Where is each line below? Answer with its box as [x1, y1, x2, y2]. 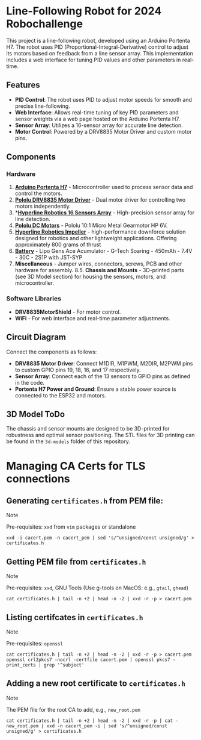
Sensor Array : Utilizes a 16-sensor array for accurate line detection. [14, 122, 183, 129]
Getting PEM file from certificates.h [6, 556, 146, 567]
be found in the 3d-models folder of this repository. [6, 438, 130, 445]
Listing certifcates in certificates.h [6, 612, 143, 623]
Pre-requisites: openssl [6, 639, 63, 647]
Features [6, 80, 40, 90]
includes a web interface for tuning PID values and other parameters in [6, 56, 181, 63]
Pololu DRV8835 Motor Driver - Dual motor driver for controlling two [14, 196, 186, 204]
